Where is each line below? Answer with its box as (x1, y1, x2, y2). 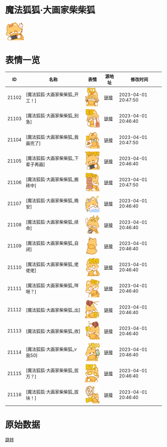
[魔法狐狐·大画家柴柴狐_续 (25, 219, 79, 224)
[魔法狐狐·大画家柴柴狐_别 (25, 112, 79, 118)
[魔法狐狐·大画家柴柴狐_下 (25, 155, 79, 161)
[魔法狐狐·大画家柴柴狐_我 (25, 134, 79, 140)
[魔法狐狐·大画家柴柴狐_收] (25, 328, 81, 334)
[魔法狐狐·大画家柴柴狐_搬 (25, 176, 79, 182)
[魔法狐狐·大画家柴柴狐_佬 (25, 261, 79, 267)
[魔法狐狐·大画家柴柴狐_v (25, 346, 77, 352)
